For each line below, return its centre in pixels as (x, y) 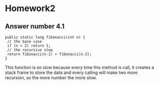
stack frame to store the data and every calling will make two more (71, 72)
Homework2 (30, 8)
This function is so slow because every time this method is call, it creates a (79, 67)
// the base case (24, 42)
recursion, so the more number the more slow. (51, 78)
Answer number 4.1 (35, 26)
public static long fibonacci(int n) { (45, 37)
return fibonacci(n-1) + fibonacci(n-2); (49, 54)
